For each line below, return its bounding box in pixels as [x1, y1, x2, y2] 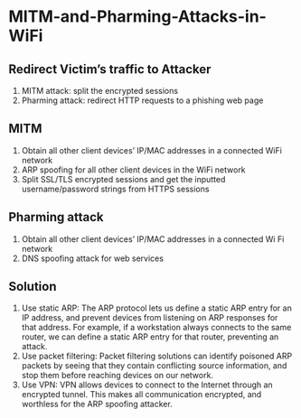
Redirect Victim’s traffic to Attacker [8, 61, 212, 77]
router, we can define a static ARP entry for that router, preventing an [21, 331, 279, 342]
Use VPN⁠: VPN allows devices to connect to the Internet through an [21, 379, 273, 390]
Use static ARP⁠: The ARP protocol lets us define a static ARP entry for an [21, 302, 293, 313]
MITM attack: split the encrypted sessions [21, 86, 178, 96]
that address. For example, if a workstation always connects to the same [21, 322, 292, 333]
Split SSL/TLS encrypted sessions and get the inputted [21, 173, 226, 184]
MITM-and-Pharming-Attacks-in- [8, 6, 268, 27]
